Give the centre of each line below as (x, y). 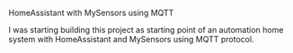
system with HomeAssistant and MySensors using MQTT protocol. (131, 39)
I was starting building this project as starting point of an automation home (146, 30)
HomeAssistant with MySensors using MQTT (91, 13)
